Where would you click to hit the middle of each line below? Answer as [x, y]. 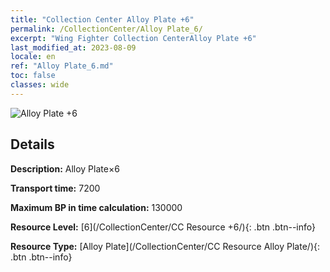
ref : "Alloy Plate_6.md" [62, 66]
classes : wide [40, 85]
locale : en [33, 57]
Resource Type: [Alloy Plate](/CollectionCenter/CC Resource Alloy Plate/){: [165, 246]
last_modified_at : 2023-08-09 [73, 47]
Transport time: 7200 [55, 188]
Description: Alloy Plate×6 [65, 168]
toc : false [33, 76]
